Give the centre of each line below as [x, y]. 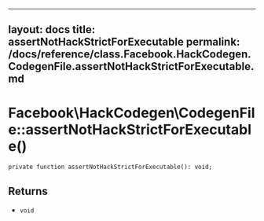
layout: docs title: [52, 29]
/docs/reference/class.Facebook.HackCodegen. [130, 55]
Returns [28, 191]
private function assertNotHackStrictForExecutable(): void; [110, 167]
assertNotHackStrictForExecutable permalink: [124, 42]
